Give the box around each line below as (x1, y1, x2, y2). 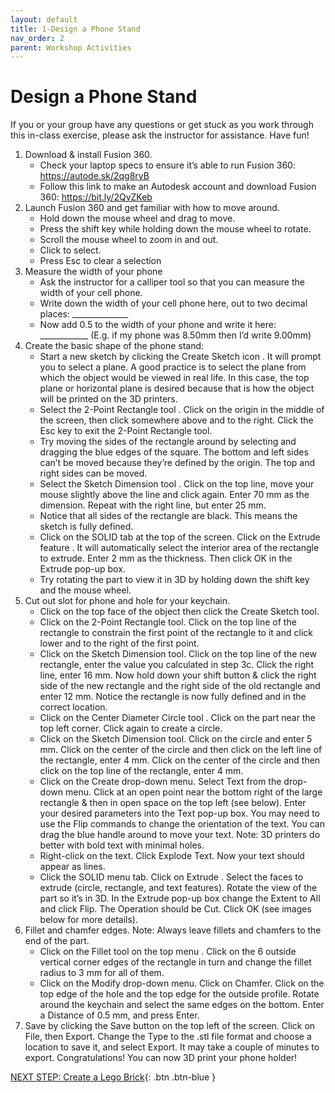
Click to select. (39, 244, 102, 256)
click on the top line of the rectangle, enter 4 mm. (39, 765, 244, 777)
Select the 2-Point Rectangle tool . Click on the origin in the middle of (39, 404, 325, 416)
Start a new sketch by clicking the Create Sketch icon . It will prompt (39, 351, 322, 363)
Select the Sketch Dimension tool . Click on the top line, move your (39, 478, 315, 490)
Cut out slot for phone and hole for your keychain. (24, 595, 231, 607)
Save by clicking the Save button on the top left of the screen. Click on (24, 1020, 316, 1032)
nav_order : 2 (10, 33, 65, 43)
